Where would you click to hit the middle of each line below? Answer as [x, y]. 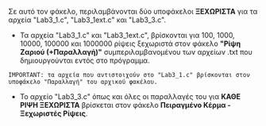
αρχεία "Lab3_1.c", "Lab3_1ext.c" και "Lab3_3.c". [87, 20]
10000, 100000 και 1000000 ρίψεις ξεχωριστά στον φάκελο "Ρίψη [130, 44]
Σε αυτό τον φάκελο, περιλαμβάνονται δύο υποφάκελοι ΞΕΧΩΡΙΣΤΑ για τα [133, 11]
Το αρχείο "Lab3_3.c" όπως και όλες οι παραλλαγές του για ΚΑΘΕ [130, 97]
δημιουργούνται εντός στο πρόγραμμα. [85, 60]
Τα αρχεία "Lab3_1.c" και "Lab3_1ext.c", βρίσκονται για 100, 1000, [127, 35]
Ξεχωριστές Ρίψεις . [54, 113]
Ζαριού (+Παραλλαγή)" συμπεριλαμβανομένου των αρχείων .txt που [136, 52]
